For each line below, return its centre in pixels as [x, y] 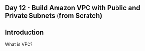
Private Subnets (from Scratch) [54, 16]
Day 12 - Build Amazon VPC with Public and [73, 8]
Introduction [25, 32]
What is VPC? [19, 44]
